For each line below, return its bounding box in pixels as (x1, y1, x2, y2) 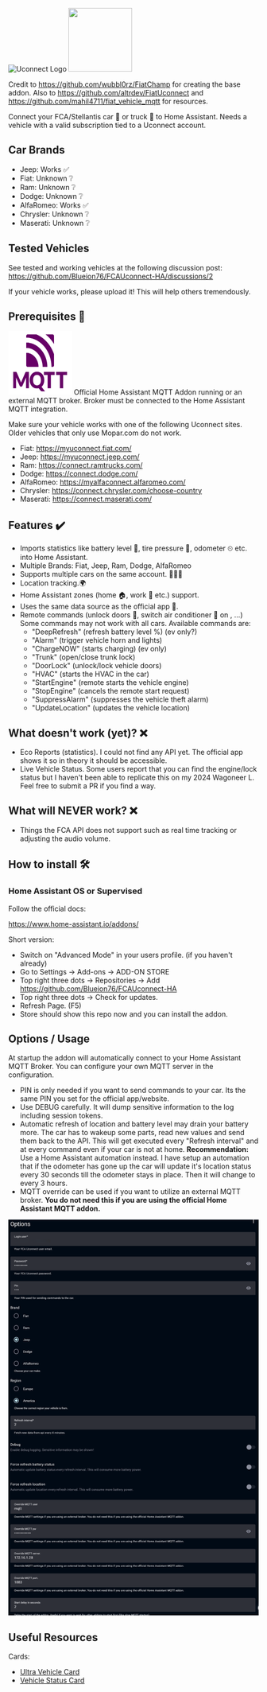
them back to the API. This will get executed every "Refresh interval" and (19, 1136, 259, 1146)
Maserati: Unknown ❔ (19, 218, 90, 228)
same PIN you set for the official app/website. (19, 1094, 169, 1103)
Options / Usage (8, 1032, 90, 1045)
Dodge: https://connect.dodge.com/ (19, 469, 138, 479)
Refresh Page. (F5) (19, 1001, 82, 1010)
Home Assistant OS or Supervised (8, 885, 143, 897)
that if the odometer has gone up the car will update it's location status (19, 1161, 252, 1171)
